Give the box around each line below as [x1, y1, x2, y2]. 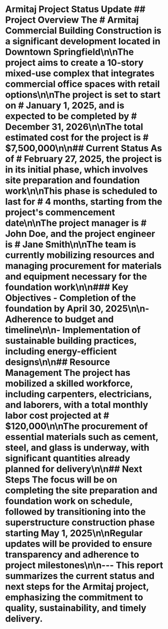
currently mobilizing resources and [5, 250, 154, 261]
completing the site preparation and [5, 485, 158, 496]
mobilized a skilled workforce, [5, 378, 133, 389]
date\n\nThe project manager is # [5, 217, 147, 229]
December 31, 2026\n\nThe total [5, 121, 143, 133]
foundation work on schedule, [5, 496, 133, 507]
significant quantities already [5, 453, 130, 464]
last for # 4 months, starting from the [5, 196, 162, 207]
